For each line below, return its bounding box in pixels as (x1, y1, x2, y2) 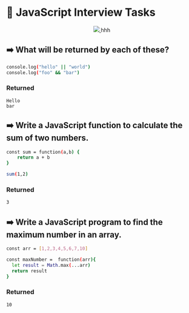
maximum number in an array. (6, 229, 122, 239)
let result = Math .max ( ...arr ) (12, 262, 91, 268)
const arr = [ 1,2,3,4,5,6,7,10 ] (6, 246, 88, 252)
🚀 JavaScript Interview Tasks (6, 5, 156, 19)
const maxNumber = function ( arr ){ (6, 256, 96, 263)
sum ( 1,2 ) (6, 171, 28, 177)
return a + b (17, 154, 50, 160)
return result (12, 267, 47, 274)
